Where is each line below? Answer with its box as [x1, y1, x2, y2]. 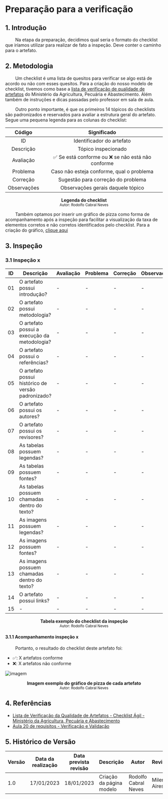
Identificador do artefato [73, 137, 131, 144]
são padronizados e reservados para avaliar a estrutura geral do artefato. [5, 111, 156, 117]
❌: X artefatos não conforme [12, 660, 71, 666]
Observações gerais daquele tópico [60, 184, 144, 191]
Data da [35, 755, 54, 762]
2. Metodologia [5, 62, 53, 71]
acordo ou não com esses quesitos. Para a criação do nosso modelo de [5, 80, 153, 86]
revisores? [19, 434, 44, 441]
